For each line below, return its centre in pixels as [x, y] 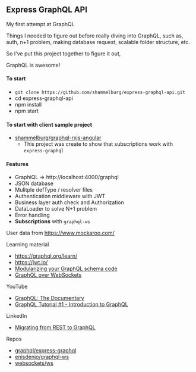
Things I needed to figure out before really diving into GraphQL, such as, [95, 36]
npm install [28, 105]
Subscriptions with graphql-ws [53, 221]
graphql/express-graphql [45, 351]
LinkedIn [17, 316]
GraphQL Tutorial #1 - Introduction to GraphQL [72, 304]
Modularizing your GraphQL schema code [66, 269]
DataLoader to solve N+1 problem [56, 209]
